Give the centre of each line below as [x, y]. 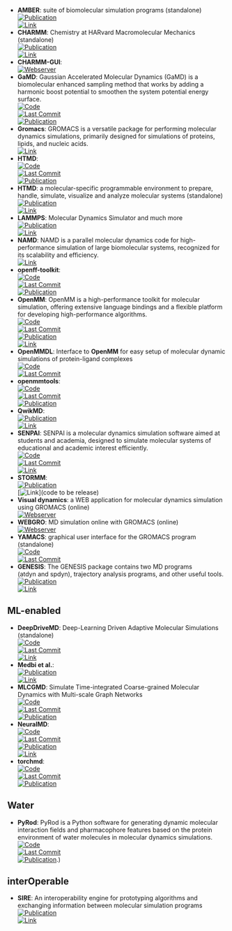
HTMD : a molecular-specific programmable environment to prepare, [115, 188]
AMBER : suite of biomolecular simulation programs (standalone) [109, 10]
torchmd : [31, 761]
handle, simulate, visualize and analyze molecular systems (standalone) [120, 196]
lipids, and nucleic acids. [53, 144]
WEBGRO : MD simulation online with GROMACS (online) [98, 522]
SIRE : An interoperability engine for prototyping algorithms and [108, 898]
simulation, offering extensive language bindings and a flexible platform [120, 307]
